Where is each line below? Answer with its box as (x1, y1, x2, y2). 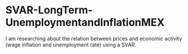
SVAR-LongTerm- (5, 3, 93, 17)
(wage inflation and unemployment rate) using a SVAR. (5, 41, 137, 48)
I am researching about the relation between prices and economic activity (5, 35, 182, 42)
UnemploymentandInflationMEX (5, 16, 165, 29)
